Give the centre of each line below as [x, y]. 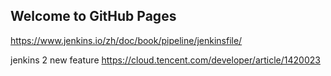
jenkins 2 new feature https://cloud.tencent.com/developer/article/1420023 [165, 60]
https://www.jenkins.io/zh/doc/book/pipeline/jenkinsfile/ [126, 40]
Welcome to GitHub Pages [93, 16]
